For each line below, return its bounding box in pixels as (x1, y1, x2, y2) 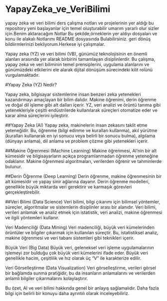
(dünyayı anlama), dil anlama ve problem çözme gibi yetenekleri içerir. (5, 138, 149, 144)
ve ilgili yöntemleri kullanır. (5, 214, 60, 220)
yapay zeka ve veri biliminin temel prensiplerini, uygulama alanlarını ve (5, 61, 150, 67)
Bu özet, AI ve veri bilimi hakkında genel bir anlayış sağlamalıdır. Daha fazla (5, 285, 159, 291)
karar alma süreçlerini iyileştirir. (5, 112, 69, 118)
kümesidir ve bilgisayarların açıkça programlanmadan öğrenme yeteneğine (5, 153, 159, 159)
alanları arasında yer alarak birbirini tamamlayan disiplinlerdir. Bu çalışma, (5, 56, 156, 62)
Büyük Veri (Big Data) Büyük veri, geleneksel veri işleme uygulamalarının (5, 244, 155, 250)
